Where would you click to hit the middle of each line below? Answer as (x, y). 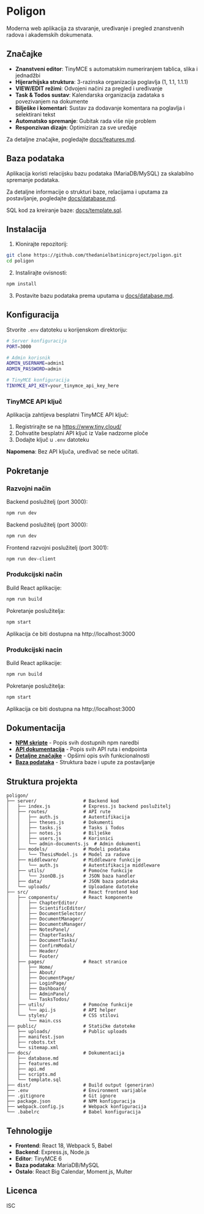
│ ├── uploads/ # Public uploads (67, 1032)
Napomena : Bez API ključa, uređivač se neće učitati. (73, 452)
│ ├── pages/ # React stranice (67, 962)
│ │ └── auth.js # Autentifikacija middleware (83, 865)
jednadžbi (28, 75)
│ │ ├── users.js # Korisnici (60, 839)
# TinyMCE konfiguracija (38, 380)
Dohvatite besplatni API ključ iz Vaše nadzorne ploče (82, 433)
